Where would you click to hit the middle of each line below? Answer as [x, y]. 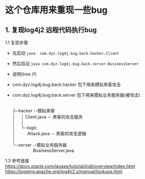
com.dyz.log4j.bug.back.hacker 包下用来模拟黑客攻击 [67, 85]
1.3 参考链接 [17, 161]
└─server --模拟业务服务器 [40, 145]
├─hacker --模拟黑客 [33, 111]
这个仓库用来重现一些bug [56, 10]
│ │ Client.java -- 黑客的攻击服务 [47, 117]
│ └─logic [25, 128]
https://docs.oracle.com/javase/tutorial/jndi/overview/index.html [70, 166]
